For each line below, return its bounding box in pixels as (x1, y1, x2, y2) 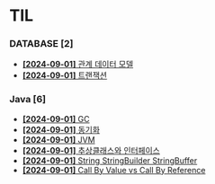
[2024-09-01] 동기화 (22, 124, 101, 135)
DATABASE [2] (9, 38, 74, 50)
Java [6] (9, 93, 47, 106)
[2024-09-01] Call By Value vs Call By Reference (22, 164, 206, 175)
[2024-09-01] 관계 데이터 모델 (22, 59, 134, 70)
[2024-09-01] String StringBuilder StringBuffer (22, 154, 198, 166)
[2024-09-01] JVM (22, 134, 96, 145)
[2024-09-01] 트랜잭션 (22, 70, 108, 81)
